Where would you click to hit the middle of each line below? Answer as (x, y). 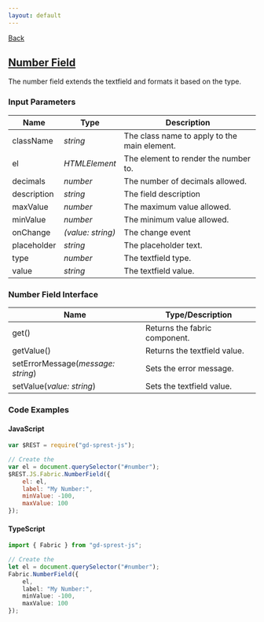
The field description (162, 194)
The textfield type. (157, 258)
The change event (157, 232)
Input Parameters (42, 102)
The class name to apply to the (181, 136)
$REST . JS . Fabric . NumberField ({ (59, 474)
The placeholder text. (163, 245)
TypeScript (27, 528)
